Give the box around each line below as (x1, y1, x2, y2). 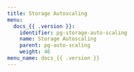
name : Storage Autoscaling (19, 36, 97, 43)
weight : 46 (19, 49, 51, 56)
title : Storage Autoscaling (7, 10, 88, 17)
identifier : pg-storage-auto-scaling (19, 29, 128, 36)
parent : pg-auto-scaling (19, 42, 91, 49)
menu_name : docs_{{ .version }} (7, 55, 100, 62)
